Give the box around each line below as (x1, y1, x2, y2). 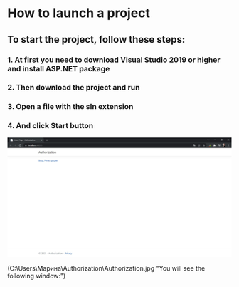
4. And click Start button (7, 121, 94, 131)
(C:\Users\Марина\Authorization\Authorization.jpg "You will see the (7, 264, 206, 273)
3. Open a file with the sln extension (7, 102, 134, 112)
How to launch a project (7, 5, 151, 21)
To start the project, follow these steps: (7, 33, 186, 46)
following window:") (7, 272, 66, 281)
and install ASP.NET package (7, 63, 110, 73)
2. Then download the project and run (7, 83, 140, 93)
